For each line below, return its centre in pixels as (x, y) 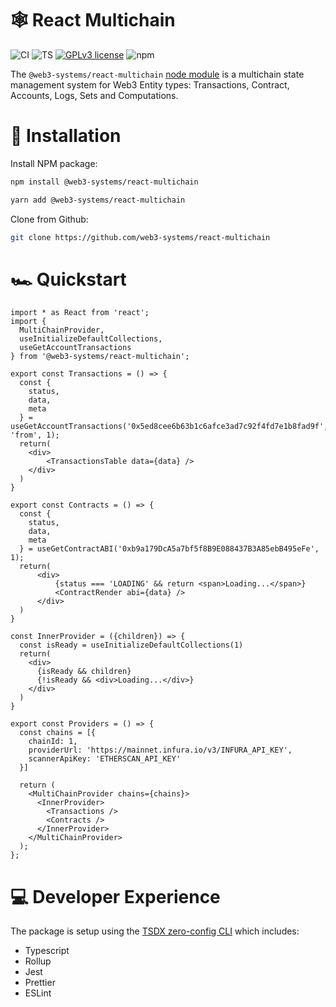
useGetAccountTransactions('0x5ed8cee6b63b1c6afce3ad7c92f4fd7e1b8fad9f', (169, 427)
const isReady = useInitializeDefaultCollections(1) (131, 645)
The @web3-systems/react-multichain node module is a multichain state (157, 74)
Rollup (38, 961)
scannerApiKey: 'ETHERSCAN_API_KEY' (105, 759)
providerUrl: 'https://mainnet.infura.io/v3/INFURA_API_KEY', (160, 750)
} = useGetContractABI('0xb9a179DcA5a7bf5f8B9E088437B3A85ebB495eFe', (169, 549)
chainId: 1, (53, 742)
